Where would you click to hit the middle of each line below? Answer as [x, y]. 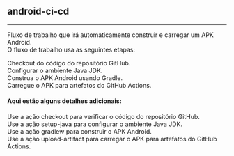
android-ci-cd [38, 11]
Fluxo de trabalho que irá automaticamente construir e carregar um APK [110, 35]
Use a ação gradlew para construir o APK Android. [79, 132]
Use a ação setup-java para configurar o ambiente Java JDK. [95, 124]
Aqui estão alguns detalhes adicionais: [64, 101]
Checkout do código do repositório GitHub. [69, 63]
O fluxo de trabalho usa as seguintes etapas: [71, 49]
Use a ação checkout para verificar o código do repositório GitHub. [103, 117]
